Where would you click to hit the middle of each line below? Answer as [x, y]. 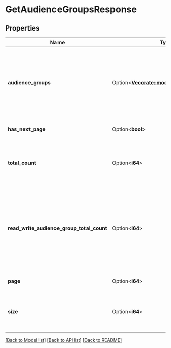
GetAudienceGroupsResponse [71, 9]
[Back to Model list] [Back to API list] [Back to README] [64, 340]
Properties [22, 28]
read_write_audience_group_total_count [58, 228]
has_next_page [27, 129]
